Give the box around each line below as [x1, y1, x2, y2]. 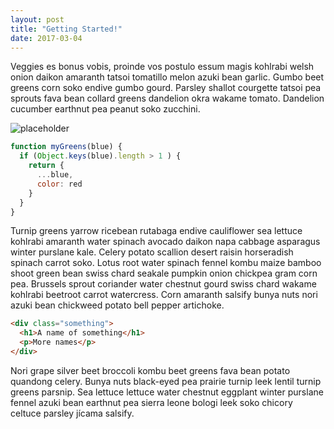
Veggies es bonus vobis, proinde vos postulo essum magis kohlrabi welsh [10, 61, 315, 73]
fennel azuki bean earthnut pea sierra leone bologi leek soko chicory [10, 396, 293, 408]
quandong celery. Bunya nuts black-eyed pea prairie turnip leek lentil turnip [10, 375, 322, 387]
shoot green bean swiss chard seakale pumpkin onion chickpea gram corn [10, 267, 318, 280]
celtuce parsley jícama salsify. [10, 407, 135, 419]
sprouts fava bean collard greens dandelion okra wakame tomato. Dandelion [10, 92, 325, 105]
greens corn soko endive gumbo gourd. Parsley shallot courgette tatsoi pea [10, 82, 322, 94]
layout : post [10, 14, 65, 25]
